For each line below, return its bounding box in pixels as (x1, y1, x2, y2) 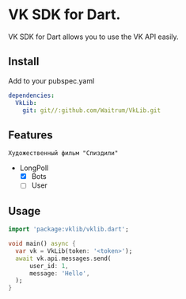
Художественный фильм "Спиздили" (8, 149, 119, 157)
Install (8, 55, 40, 68)
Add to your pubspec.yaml (8, 76, 95, 85)
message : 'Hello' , (28, 269, 90, 278)
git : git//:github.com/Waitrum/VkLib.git (22, 106, 161, 115)
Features (8, 128, 53, 142)
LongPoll (19, 163, 49, 173)
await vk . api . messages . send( (15, 254, 112, 262)
